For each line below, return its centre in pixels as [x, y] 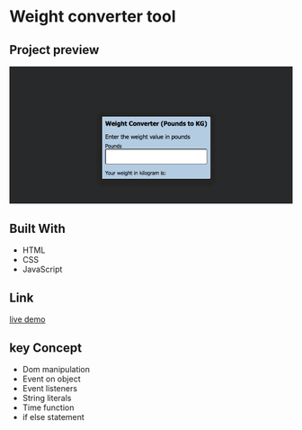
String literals [47, 399]
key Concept [46, 348]
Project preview [54, 50]
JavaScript [42, 269]
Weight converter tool [93, 17]
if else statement [53, 417]
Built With [37, 229]
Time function [48, 408]
